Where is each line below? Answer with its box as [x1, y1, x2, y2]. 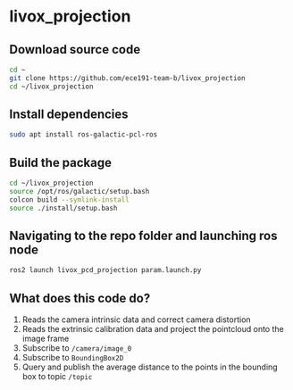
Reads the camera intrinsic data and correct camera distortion [21, 314, 252, 325]
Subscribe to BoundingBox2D [21, 353, 124, 363]
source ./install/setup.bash [9, 203, 118, 212]
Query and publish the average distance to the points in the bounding [21, 361, 279, 372]
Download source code [9, 42, 141, 57]
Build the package [9, 154, 113, 170]
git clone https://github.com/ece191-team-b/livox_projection [9, 73, 246, 82]
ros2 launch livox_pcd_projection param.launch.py [9, 266, 202, 275]
